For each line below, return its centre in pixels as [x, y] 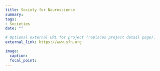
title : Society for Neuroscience [40, 10]
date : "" [14, 28]
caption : [19, 55]
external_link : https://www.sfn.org [43, 42]
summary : [14, 14]
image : [12, 51]
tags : [11, 19]
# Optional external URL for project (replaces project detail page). [81, 37]
